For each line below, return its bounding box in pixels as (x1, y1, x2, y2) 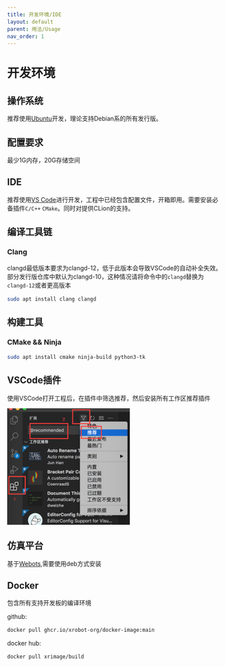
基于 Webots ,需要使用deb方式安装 (7, 559, 102, 567)
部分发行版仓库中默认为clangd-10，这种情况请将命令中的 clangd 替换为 (7, 272, 204, 281)
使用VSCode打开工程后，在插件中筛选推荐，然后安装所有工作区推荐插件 (7, 394, 211, 402)
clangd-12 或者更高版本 (7, 281, 71, 289)
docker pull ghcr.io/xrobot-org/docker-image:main (7, 626, 155, 634)
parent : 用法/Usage (7, 25, 61, 32)
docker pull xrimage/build (7, 653, 84, 660)
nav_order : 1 (7, 33, 45, 40)
